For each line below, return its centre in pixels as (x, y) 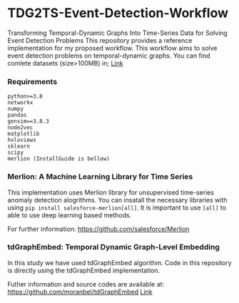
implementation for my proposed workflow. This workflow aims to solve (112, 48)
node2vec (20, 128)
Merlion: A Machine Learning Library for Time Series (100, 177)
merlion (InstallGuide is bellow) (59, 159)
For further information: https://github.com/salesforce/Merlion (98, 229)
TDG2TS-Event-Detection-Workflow (118, 13)
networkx (20, 103)
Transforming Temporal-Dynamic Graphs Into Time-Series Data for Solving (118, 33)
